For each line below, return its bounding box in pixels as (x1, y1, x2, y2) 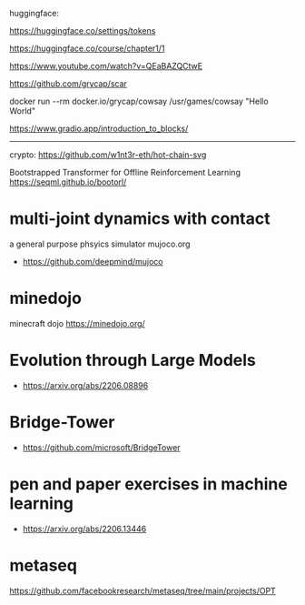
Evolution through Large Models (9, 350, 257, 371)
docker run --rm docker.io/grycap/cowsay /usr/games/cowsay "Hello (9, 96, 270, 106)
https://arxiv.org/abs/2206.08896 (22, 379, 149, 390)
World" (9, 106, 36, 116)
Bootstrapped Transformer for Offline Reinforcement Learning (9, 167, 241, 177)
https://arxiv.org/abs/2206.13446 (22, 523, 147, 534)
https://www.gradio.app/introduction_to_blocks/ (9, 123, 189, 134)
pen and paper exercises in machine (9, 473, 288, 494)
